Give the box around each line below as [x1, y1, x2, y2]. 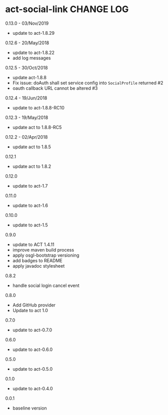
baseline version [12, 405, 47, 411]
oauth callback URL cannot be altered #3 [12, 85, 98, 91]
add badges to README [12, 257, 63, 263]
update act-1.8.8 [12, 74, 47, 80]
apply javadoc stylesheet [12, 263, 65, 269]
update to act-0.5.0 [12, 366, 53, 372]
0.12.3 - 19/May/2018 [5, 114, 48, 121]
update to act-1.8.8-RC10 [12, 104, 65, 110]
